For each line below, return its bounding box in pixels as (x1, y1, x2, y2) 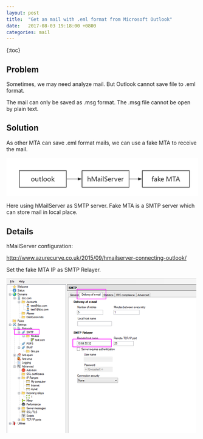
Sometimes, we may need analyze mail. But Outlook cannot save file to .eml (6, 80, 196, 88)
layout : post (6, 10, 40, 16)
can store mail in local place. (6, 209, 78, 216)
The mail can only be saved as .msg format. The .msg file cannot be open (6, 99, 191, 106)
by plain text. (6, 105, 39, 113)
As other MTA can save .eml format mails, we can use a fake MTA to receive (6, 139, 197, 146)
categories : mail (6, 29, 50, 35)
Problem (6, 64, 40, 74)
